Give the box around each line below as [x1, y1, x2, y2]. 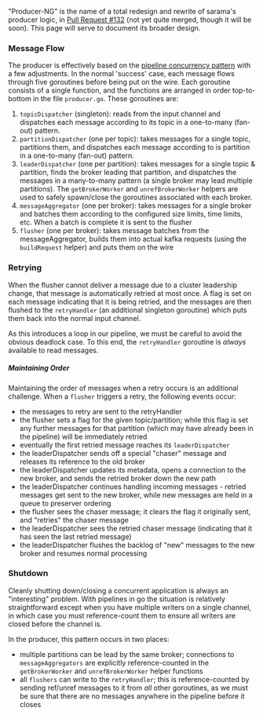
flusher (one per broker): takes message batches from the [19, 226, 210, 235]
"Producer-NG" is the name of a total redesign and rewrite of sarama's [8, 7, 237, 16]
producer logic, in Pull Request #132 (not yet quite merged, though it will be [8, 15, 252, 24]
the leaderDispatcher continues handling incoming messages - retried [19, 482, 247, 491]
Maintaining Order [8, 363, 70, 373]
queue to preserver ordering [19, 498, 111, 508]
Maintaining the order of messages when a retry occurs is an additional [8, 383, 239, 392]
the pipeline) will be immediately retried [19, 432, 148, 441]
